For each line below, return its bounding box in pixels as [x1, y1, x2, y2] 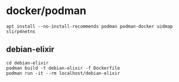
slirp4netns [6, 28, 35, 35]
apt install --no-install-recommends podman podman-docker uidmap [6, 23, 173, 29]
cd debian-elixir [6, 60, 49, 66]
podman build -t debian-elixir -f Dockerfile [6, 65, 120, 71]
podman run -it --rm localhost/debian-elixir [6, 70, 120, 76]
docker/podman [6, 4, 87, 18]
